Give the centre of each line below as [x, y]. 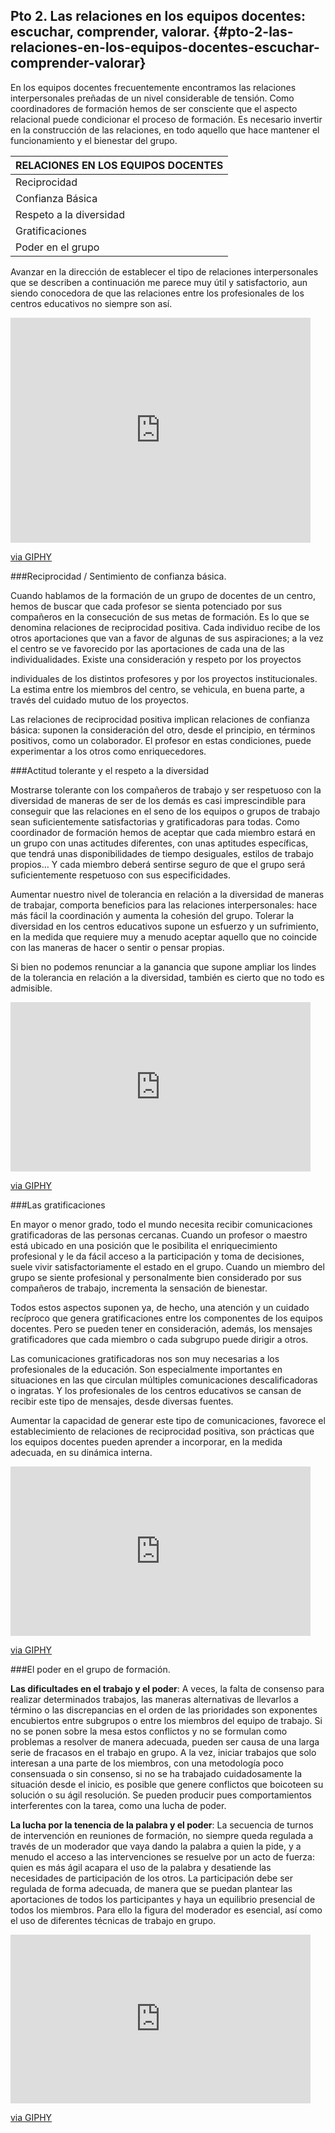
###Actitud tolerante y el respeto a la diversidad [110, 770]
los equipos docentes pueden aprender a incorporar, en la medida [146, 1441]
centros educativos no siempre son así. [91, 303]
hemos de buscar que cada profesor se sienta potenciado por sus [146, 606]
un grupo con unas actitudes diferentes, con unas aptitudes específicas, [159, 843]
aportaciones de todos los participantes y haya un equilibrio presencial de [163, 1899]
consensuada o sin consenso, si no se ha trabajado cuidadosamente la [156, 1773]
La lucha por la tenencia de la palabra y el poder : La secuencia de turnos [162, 1825]
